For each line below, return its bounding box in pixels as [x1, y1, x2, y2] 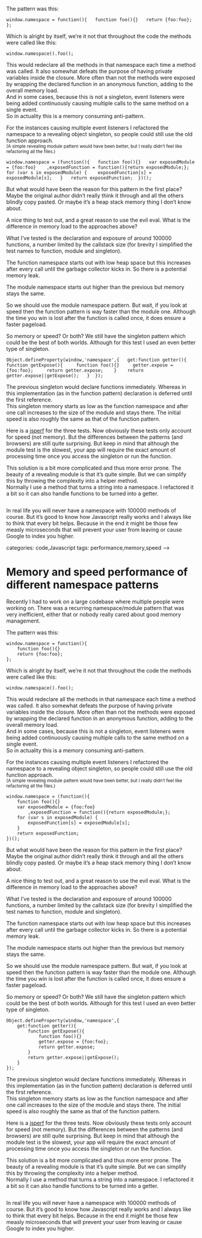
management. [6, 617, 41, 624]
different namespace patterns [6, 578, 159, 592]
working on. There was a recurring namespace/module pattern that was [6, 604, 185, 611]
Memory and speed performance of [6, 565, 188, 579]
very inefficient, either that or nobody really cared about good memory [6, 611, 182, 618]
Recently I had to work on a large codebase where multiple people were [6, 598, 185, 605]
